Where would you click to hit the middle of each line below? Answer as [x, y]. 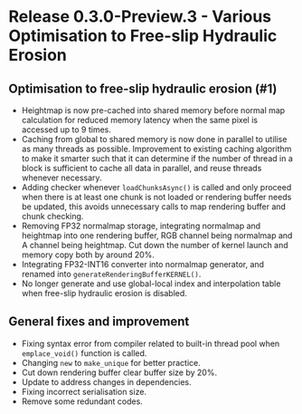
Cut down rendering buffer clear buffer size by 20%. [119, 372]
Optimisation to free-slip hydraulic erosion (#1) [143, 88]
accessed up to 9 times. [66, 130]
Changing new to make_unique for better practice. [111, 362]
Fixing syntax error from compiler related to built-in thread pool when [151, 343]
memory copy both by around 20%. [88, 255]
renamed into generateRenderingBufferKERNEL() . [111, 274]
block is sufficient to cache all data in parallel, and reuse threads [142, 168]
